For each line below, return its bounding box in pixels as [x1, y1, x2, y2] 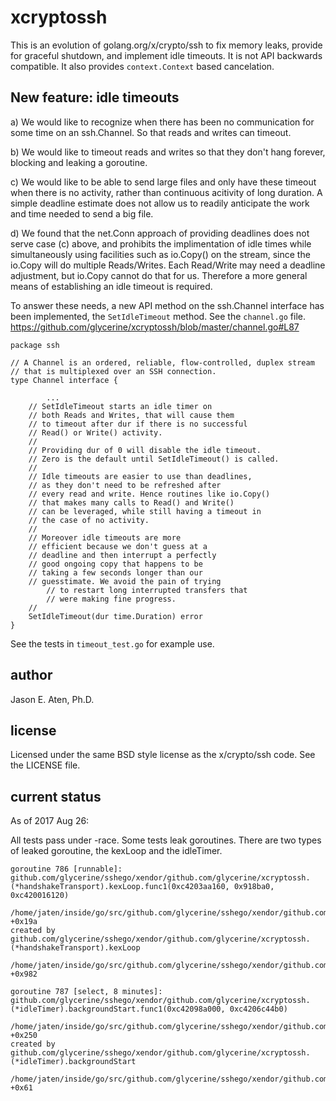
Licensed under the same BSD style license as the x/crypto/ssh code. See [10, 749, 316, 761]
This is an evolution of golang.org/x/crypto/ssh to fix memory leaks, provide [10, 39, 323, 51]
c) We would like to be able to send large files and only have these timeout [10, 176, 317, 188]
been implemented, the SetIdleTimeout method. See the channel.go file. [10, 310, 307, 322]
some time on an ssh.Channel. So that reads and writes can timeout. [10, 126, 292, 138]
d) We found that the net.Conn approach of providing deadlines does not [10, 227, 310, 239]
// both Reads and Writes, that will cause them [28, 410, 235, 420]
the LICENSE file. [10, 759, 81, 771]
